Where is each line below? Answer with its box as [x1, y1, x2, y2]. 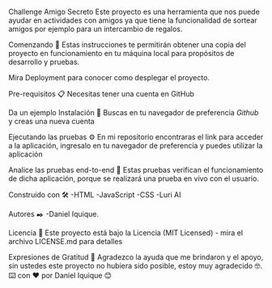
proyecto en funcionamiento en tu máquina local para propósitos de [8, 49, 235, 58]
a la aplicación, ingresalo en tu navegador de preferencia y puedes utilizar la [8, 141, 263, 150]
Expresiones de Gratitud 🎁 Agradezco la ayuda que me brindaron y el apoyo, [8, 252, 264, 262]
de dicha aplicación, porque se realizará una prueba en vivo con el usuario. [8, 174, 259, 183]
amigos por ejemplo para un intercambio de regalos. [8, 24, 183, 33]
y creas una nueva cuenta [8, 117, 95, 126]
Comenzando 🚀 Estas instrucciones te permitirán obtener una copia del [8, 40, 247, 49]
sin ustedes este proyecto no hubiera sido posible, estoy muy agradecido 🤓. [8, 261, 263, 270]
